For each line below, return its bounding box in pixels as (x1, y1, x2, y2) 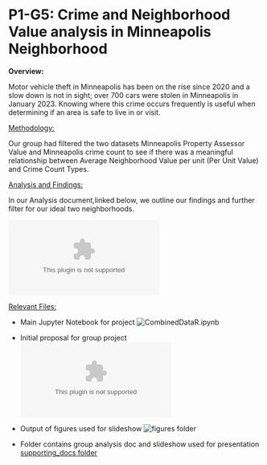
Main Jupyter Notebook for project (19, 317, 135, 327)
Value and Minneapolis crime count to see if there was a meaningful (8, 147, 233, 157)
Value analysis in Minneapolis (8, 22, 212, 41)
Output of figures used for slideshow (19, 423, 142, 433)
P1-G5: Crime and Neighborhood (8, 6, 231, 24)
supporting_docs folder (19, 447, 98, 457)
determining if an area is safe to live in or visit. (8, 107, 161, 117)
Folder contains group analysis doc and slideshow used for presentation (19, 439, 260, 449)
